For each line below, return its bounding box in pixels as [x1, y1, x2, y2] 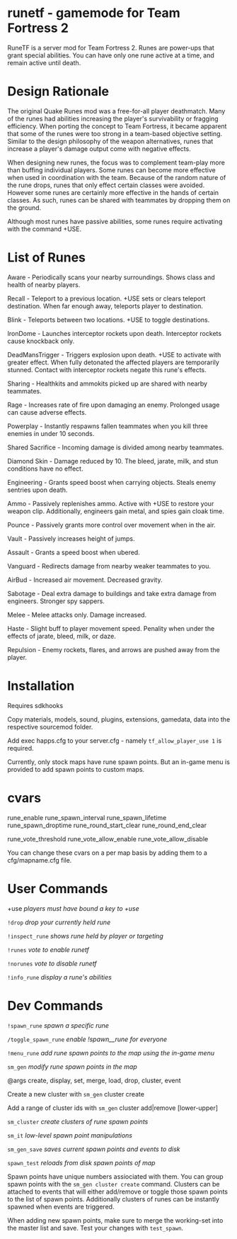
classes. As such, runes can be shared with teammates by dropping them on [7, 196, 231, 204]
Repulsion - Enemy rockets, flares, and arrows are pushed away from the [7, 645, 221, 654]
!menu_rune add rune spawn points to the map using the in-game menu [7, 1048, 214, 1057]
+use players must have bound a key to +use [7, 904, 139, 912]
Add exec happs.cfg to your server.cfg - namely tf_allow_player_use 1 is [7, 736, 222, 745]
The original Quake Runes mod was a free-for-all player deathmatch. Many [7, 106, 226, 115]
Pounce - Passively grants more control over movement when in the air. [7, 520, 216, 529]
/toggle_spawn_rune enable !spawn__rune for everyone [7, 1035, 168, 1043]
